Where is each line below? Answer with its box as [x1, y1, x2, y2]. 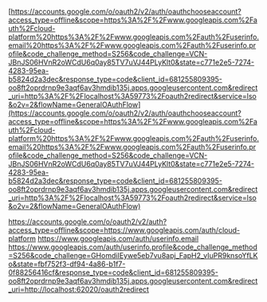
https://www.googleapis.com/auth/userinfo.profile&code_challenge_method [8, 242, 257, 252]
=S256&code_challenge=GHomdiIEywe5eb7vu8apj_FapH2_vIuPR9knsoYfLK [8, 251, 258, 260]
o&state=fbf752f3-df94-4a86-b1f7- [8, 259, 126, 269]
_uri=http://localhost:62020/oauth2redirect [8, 284, 150, 294]
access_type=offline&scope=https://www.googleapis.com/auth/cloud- [8, 226, 241, 234]
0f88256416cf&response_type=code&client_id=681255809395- [8, 268, 219, 277]
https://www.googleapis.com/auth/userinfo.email [37, 234, 199, 243]
